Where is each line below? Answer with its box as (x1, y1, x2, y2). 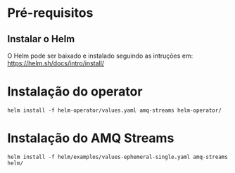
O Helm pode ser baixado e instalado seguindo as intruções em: (7, 51, 193, 60)
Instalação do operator (7, 84, 143, 100)
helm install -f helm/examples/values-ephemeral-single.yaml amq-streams (7, 153, 229, 160)
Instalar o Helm (7, 33, 75, 45)
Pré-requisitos (7, 5, 94, 21)
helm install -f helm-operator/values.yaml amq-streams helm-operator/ (7, 107, 222, 114)
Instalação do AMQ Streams (7, 130, 174, 146)
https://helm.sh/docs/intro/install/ (7, 59, 104, 68)
